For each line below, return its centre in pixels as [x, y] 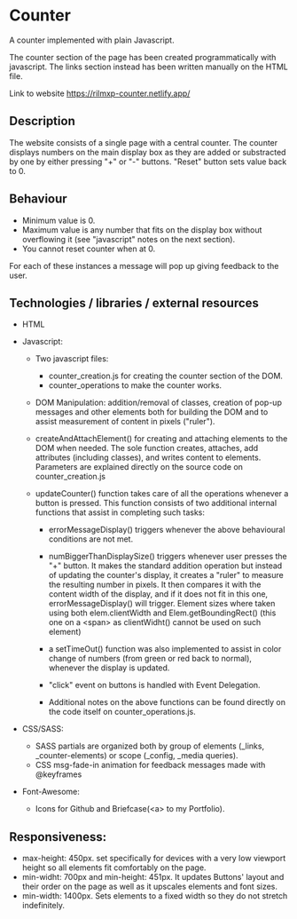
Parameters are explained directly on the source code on [139, 467]
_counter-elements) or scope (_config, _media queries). [137, 756]
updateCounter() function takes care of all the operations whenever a [162, 494]
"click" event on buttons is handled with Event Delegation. [154, 685]
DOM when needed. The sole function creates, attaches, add [147, 448]
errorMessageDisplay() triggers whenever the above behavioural [167, 530]
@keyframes [59, 774]
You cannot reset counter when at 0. [89, 249]
